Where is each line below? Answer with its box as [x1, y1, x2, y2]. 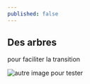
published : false [7, 10, 59, 18]
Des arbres [7, 37, 57, 49]
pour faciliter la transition [7, 55, 80, 64]
